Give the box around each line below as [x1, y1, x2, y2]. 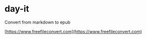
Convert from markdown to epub [4, 19, 70, 25]
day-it [4, 3, 30, 14]
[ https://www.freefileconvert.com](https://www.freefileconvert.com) [4, 28, 142, 34]
